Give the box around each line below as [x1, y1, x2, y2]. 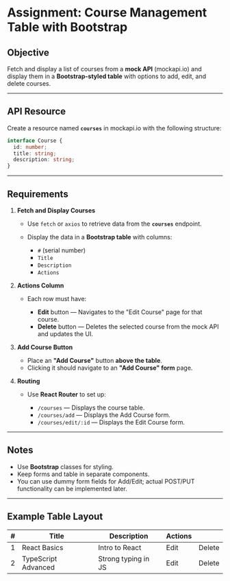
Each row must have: [27, 295, 87, 303]
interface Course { [7, 137, 63, 144]
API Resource [7, 106, 66, 117]
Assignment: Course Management [7, 5, 207, 21]
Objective [7, 47, 50, 58]
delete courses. [7, 80, 51, 87]
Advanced [21, 562, 55, 572]
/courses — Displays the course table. [37, 403, 145, 412]
